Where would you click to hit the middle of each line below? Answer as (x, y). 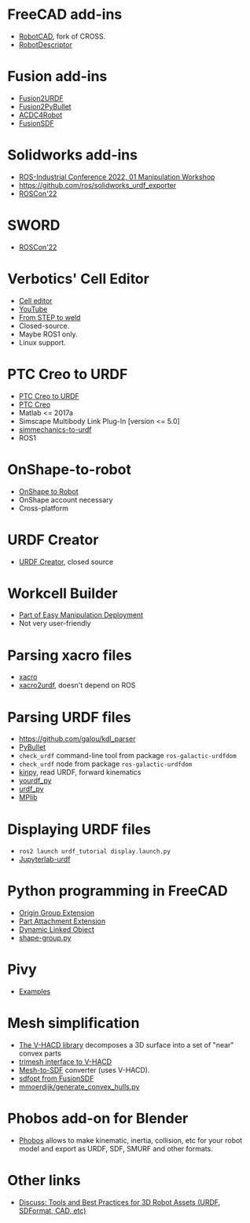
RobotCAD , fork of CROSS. (62, 36)
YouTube (33, 309)
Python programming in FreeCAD (118, 891)
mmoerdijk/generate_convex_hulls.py (79, 1087)
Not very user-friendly (55, 624)
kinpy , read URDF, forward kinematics (80, 772)
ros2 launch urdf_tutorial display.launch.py (94, 852)
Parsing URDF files (69, 717)
